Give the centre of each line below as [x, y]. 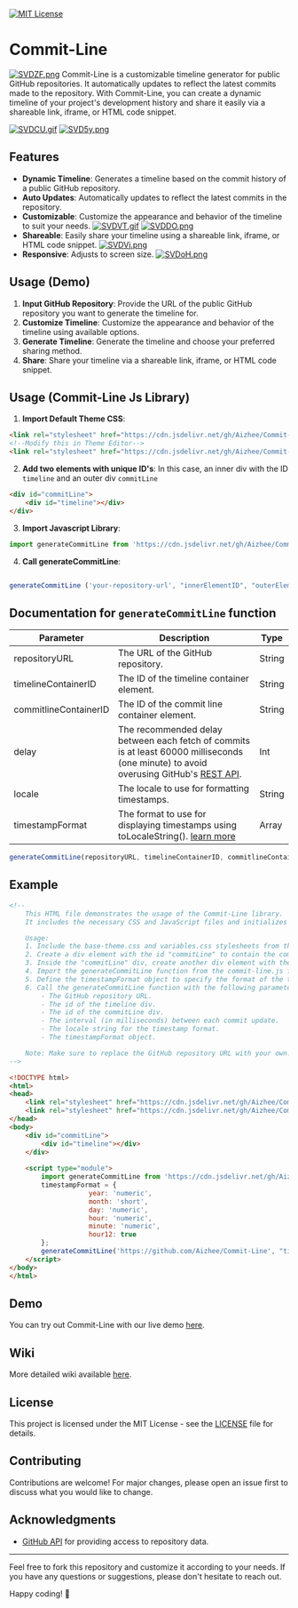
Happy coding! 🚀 [40, 1593]
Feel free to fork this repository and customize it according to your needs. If [147, 1567]
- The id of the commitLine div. [103, 1012]
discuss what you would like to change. [81, 1492]
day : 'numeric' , [118, 1210]
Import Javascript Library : [71, 528]
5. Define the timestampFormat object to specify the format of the [154, 979]
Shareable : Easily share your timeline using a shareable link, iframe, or [151, 235]
